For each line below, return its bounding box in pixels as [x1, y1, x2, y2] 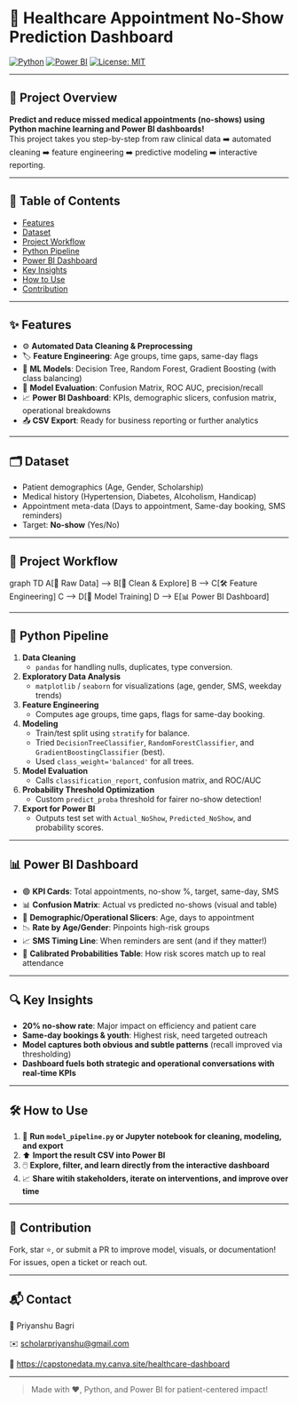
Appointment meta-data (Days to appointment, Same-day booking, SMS [21, 501, 286, 512]
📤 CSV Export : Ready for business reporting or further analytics [21, 415, 259, 426]
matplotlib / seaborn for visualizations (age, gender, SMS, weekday [35, 680, 282, 691]
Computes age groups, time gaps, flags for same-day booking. [35, 708, 265, 719]
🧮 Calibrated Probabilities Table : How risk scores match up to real [21, 948, 266, 959]
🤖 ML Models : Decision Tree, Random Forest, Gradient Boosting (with [21, 363, 277, 374]
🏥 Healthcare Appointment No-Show [9, 8, 285, 28]
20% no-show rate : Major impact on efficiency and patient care [21, 1021, 257, 1032]
